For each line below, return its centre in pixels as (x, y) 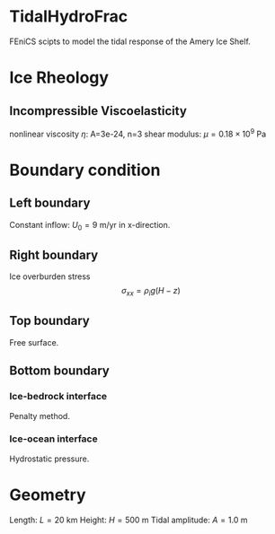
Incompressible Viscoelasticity (98, 111)
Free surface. (34, 342)
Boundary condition (85, 170)
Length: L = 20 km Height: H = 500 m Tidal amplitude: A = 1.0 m (129, 520)
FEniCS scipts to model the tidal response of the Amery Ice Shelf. (130, 41)
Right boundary (54, 254)
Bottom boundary (59, 371)
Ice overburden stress (50, 276)
